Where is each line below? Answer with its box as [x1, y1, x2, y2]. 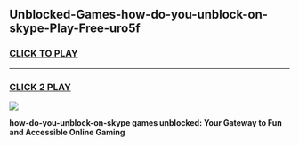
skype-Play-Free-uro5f [9, 21, 141, 36]
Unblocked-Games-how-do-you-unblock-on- [9, 7, 269, 22]
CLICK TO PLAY [9, 48, 78, 60]
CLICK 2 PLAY [9, 81, 71, 93]
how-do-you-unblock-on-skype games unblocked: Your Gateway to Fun [9, 117, 283, 127]
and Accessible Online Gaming [9, 127, 125, 137]
